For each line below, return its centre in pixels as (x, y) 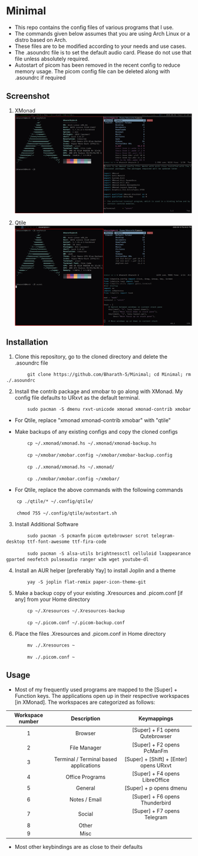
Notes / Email (86, 800)
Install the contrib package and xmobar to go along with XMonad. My (99, 391)
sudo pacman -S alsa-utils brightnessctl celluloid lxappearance (109, 553)
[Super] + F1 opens (156, 730)
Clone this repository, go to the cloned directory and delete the (91, 356)
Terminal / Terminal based (85, 759)
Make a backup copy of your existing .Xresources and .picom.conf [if (99, 593)
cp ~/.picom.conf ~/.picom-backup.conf (76, 623)
